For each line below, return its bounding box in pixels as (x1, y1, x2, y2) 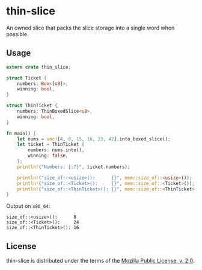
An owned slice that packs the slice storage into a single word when (6, 24, 175, 31)
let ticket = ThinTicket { (17, 142, 85, 148)
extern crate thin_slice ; (6, 64, 71, 70)
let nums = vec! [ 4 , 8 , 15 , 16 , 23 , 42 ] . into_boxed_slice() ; (17, 136, 171, 142)
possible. (6, 30, 29, 37)
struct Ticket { (6, 75, 47, 81)
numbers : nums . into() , (28, 147, 85, 153)
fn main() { (6, 130, 36, 136)
